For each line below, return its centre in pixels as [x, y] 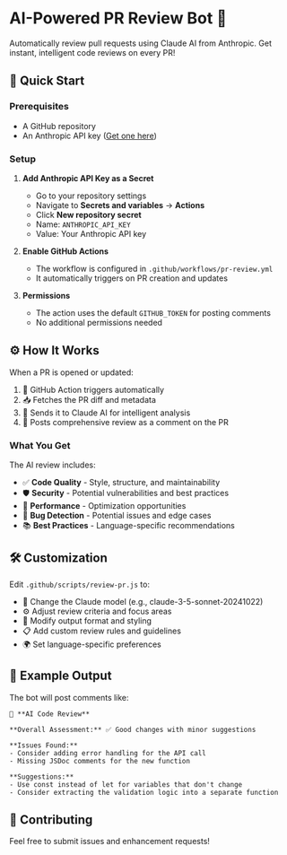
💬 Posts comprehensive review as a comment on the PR [125, 422]
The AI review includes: [52, 465]
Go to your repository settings [91, 196]
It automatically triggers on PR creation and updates [132, 278]
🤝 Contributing [51, 820]
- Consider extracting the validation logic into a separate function [144, 792]
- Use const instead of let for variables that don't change [126, 784]
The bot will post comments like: [69, 697]
